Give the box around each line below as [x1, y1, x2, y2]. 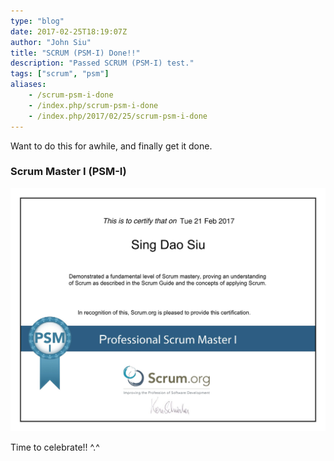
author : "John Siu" [10, 37, 92, 47]
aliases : [10, 80, 47, 90]
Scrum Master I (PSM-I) [10, 165, 127, 179]
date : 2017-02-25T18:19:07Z [10, 26, 128, 37]
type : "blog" [10, 16, 65, 26]
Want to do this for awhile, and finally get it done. [10, 140, 213, 152]
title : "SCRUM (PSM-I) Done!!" [10, 48, 141, 58]
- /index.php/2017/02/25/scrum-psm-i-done [28, 111, 208, 121]
